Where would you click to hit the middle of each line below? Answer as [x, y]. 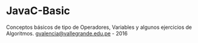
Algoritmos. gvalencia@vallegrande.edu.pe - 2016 [67, 33]
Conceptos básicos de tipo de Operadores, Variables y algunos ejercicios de [99, 27]
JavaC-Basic [38, 11]
